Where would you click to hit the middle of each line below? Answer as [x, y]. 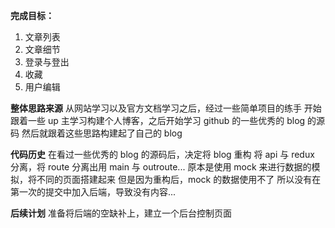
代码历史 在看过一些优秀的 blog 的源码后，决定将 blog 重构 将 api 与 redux [162, 154]
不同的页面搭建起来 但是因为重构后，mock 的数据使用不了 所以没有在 [179, 179]
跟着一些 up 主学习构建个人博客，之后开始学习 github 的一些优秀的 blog [158, 120]
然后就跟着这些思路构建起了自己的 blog [102, 133]
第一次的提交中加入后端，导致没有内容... [93, 192]
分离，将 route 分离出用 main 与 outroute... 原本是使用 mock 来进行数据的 [161, 167]
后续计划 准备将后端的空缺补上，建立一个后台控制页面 [121, 213]
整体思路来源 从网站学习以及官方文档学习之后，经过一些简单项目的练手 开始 [166, 108]
